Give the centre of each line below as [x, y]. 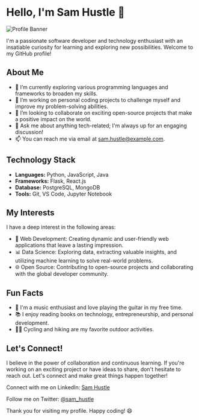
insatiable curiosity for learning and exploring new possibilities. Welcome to [100, 47]
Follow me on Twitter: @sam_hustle [50, 399]
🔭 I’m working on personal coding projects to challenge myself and [98, 100]
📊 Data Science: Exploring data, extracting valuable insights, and [96, 252]
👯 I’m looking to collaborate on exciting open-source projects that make [103, 113]
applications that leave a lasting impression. [69, 245]
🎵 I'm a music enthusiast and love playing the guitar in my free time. [99, 308]
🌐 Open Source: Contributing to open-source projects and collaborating [104, 267]
